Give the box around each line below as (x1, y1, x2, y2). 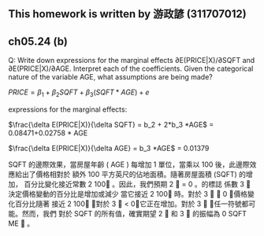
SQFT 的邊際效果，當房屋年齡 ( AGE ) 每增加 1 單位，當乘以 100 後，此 (8, 160, 236, 169)
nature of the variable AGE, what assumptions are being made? (8, 72, 213, 82)
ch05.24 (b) (8, 35, 69, 48)
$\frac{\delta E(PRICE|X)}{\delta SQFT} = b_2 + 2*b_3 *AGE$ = (8, 120, 214, 129)
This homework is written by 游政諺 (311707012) (8, 7, 247, 21)
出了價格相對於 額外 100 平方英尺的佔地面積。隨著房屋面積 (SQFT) (21, 170, 238, 179)
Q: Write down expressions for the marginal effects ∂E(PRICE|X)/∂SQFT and (8, 56, 255, 65)
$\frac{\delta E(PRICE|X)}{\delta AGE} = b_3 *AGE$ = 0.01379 (8, 144, 210, 153)
